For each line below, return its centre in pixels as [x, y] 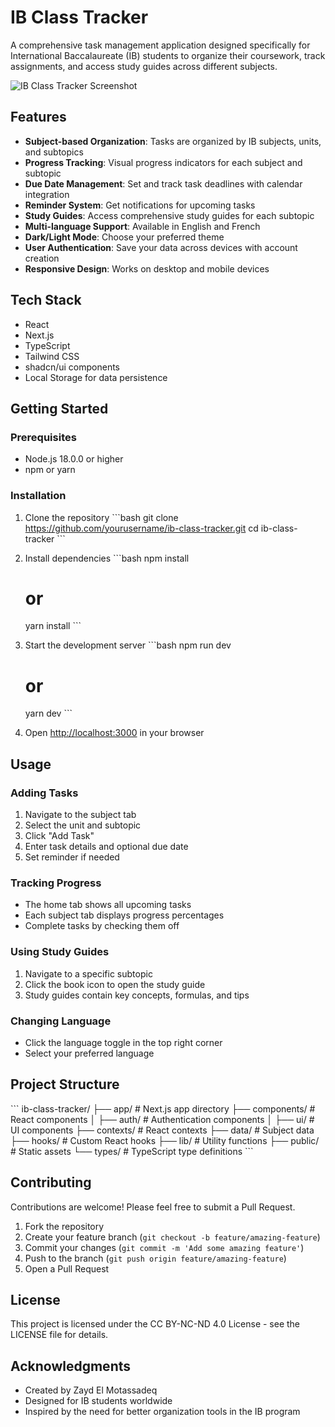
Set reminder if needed [72, 857]
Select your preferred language [89, 1053]
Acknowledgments [71, 1366]
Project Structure [65, 1084]
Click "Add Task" [59, 836]
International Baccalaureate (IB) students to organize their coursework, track [168, 55]
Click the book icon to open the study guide [115, 984]
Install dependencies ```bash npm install [107, 558]
